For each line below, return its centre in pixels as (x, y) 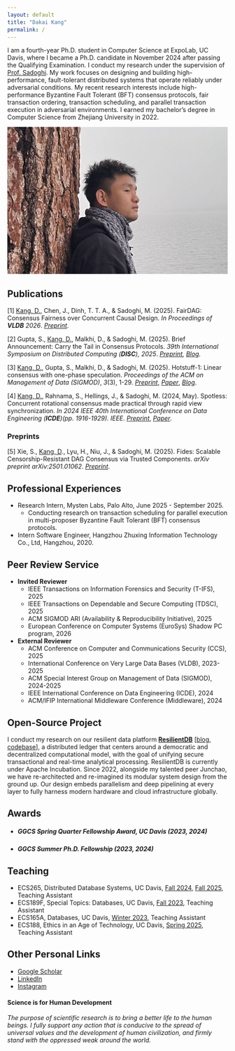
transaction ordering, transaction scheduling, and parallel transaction (107, 102)
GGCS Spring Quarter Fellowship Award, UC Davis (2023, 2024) (112, 831)
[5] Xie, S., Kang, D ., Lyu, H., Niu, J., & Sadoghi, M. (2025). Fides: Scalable (114, 452)
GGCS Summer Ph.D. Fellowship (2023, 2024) (85, 849)
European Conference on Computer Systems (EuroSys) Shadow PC (125, 626)
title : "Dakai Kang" (37, 22)
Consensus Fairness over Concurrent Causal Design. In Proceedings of (110, 318)
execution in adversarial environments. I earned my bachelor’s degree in (111, 110)
